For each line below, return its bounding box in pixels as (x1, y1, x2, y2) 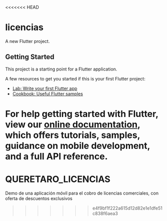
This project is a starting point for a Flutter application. (5, 66, 117, 72)
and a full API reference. (5, 150, 108, 162)
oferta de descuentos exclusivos (5, 195, 73, 201)
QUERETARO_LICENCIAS (5, 173, 111, 185)
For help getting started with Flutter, (5, 108, 158, 119)
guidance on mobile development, (5, 140, 150, 151)
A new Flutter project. (5, 38, 50, 44)
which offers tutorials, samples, (5, 129, 140, 140)
